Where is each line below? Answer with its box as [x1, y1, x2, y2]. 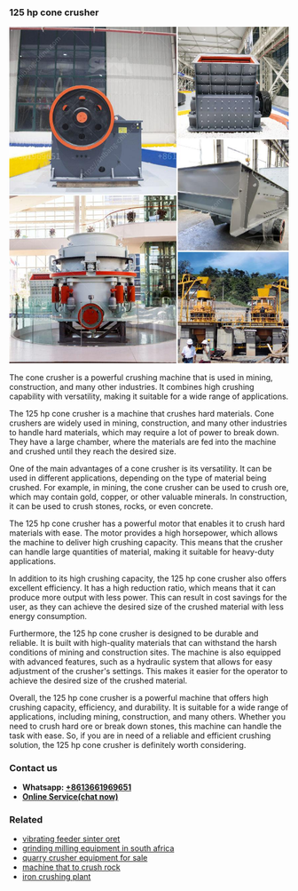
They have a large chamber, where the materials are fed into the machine [9, 436, 277, 447]
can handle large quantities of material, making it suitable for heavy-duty [9, 546, 275, 557]
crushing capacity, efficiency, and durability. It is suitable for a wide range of [9, 702, 289, 712]
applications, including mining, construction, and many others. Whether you [9, 711, 286, 721]
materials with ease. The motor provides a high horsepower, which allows [9, 527, 278, 538]
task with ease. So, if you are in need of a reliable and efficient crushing [9, 730, 271, 741]
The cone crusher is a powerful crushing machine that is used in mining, [9, 371, 273, 383]
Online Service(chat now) [21, 791, 119, 801]
